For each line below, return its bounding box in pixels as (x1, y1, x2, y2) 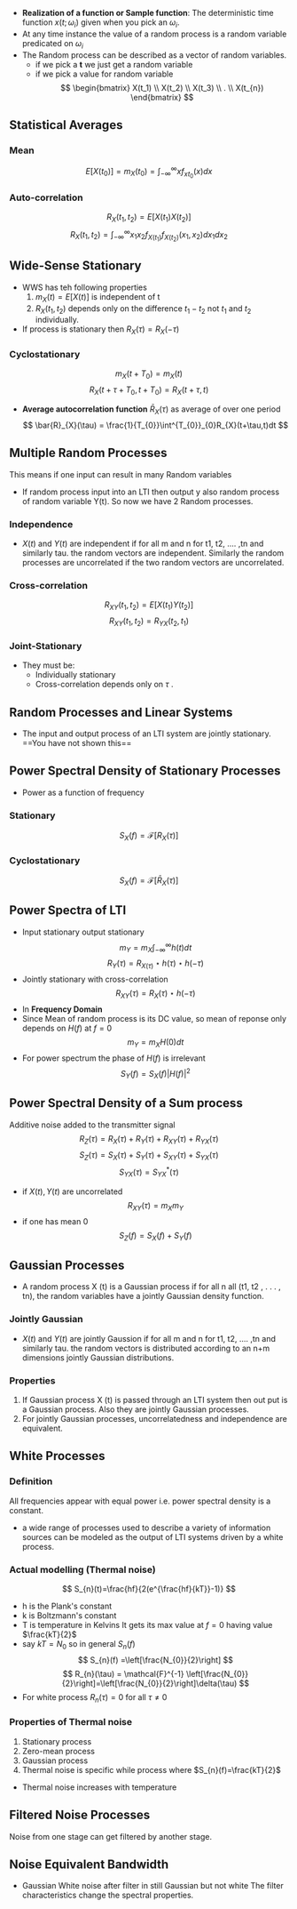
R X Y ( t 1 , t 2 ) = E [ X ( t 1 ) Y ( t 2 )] (104, 599, 194, 613)
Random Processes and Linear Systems (9, 704, 233, 719)
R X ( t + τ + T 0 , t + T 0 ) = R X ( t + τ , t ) (89, 384, 209, 397)
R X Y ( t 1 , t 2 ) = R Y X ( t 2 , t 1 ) (109, 615, 189, 628)
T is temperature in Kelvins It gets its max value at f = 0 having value (21, 1619, 273, 1630)
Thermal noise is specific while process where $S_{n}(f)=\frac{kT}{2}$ (21, 1764, 281, 1775)
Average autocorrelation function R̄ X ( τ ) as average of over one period (21, 404, 281, 416)
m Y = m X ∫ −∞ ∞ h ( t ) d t (119, 940, 192, 955)
